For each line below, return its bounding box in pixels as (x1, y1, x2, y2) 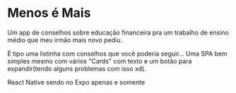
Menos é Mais (7, 5, 91, 21)
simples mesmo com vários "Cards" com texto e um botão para (7, 56, 192, 65)
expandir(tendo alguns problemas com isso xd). (7, 64, 146, 73)
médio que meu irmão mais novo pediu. (7, 35, 122, 44)
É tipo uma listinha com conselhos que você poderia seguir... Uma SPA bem (7, 49, 228, 58)
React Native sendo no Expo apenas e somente (7, 77, 146, 86)
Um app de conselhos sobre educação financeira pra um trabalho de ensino (7, 28, 230, 37)
